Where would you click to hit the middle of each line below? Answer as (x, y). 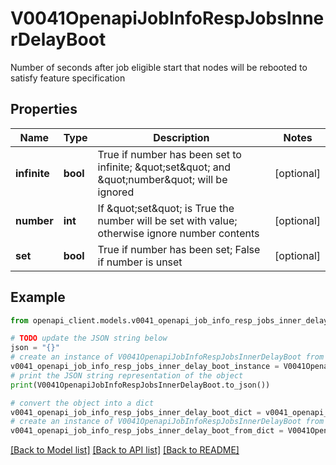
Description (181, 137)
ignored (116, 192)
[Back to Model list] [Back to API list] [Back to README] (125, 450)
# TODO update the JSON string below (89, 338)
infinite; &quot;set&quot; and (164, 167)
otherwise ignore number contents (178, 233)
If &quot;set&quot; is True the (166, 208)
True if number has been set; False (179, 249)
